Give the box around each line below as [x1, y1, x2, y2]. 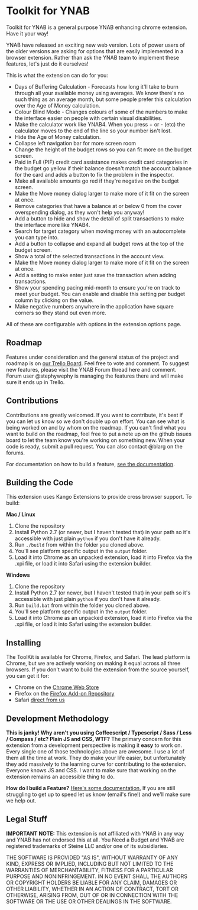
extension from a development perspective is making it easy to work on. [6, 742, 182, 749]
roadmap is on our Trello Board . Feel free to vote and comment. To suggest [6, 359, 189, 367]
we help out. [6, 797, 37, 804]
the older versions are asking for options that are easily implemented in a [6, 47, 184, 54]
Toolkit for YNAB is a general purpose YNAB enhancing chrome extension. [6, 24, 187, 31]
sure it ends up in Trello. [6, 378, 65, 385]
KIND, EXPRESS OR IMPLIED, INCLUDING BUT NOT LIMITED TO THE [6, 860, 174, 867]
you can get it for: [6, 672, 50, 680]
